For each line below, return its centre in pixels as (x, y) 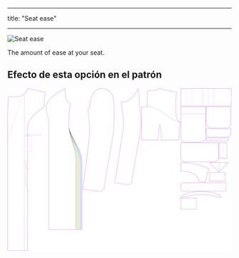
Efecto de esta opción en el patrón (85, 75)
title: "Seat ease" (32, 18)
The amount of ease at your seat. (56, 53)
